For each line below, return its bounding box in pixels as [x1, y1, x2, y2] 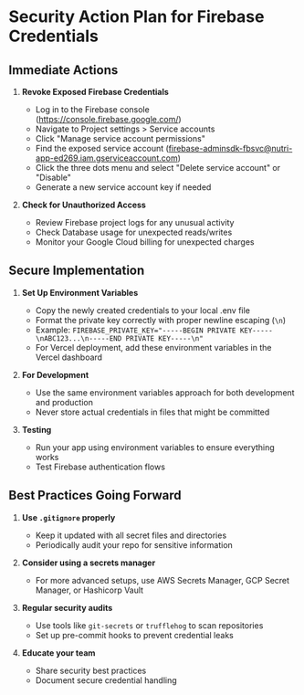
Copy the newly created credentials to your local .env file [35, 304, 250, 316]
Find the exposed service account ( [35, 143, 170, 153]
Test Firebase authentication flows [35, 461, 166, 472]
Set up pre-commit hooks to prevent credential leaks [35, 629, 234, 640]
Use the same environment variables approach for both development [35, 386, 295, 398]
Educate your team [21, 647, 96, 658]
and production [35, 396, 93, 407]
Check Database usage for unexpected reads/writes [35, 226, 233, 237]
